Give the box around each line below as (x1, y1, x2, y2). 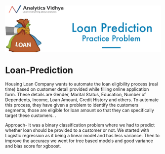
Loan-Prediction (5, 65, 73, 76)
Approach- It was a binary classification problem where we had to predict (5, 122, 155, 128)
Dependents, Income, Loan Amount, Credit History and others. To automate (5, 97, 159, 103)
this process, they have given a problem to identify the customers (5, 102, 139, 108)
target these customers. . (5, 112, 56, 118)
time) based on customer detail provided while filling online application (5, 86, 149, 92)
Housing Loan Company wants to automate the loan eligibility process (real (5, 81, 158, 87)
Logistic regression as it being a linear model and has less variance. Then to (5, 132, 160, 138)
